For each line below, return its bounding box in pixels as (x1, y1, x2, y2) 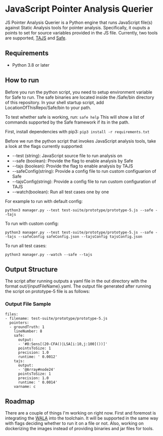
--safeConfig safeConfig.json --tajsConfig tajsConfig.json (18, 234, 143, 239)
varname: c (14, 384, 36, 389)
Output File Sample (5, 301, 51, 308)
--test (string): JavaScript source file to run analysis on (12, 152, 123, 159)
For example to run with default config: (5, 198, 83, 204)
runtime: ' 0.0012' (18, 354, 57, 359)
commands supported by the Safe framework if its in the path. (5, 119, 130, 125)
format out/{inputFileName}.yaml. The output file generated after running (5, 283, 152, 289)
